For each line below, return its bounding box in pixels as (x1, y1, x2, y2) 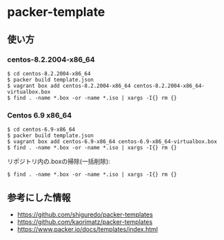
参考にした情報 (7, 192, 71, 203)
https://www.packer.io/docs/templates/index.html (17, 225, 159, 233)
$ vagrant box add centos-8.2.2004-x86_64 (7, 82, 131, 89)
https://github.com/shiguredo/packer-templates (17, 210, 153, 219)
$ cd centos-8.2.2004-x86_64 (7, 70, 91, 77)
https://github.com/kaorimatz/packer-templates (17, 217, 153, 225)
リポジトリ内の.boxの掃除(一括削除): (7, 157, 110, 166)
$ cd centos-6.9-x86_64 (7, 126, 76, 133)
